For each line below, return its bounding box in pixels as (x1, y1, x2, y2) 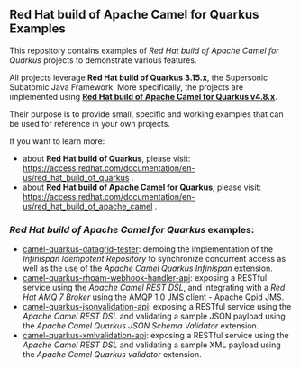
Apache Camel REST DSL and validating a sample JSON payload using (22, 310, 286, 322)
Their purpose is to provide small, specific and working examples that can (9, 108, 284, 120)
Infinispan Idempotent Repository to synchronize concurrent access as (22, 254, 286, 265)
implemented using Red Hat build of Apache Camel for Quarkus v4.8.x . (9, 91, 277, 102)
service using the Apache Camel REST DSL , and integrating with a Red (22, 283, 286, 293)
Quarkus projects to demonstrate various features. (9, 54, 197, 66)
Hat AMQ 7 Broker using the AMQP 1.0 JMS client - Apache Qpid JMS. (22, 292, 285, 302)
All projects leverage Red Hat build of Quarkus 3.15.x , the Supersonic (9, 72, 268, 83)
